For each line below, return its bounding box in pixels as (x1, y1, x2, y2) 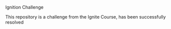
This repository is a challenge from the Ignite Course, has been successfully (5, 14, 166, 19)
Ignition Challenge (5, 4, 44, 10)
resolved (5, 19, 24, 25)
